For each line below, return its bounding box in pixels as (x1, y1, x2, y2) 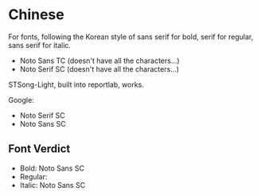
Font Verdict (8, 142, 71, 156)
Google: (8, 95, 34, 104)
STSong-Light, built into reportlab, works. (8, 80, 145, 89)
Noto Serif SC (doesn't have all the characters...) (19, 64, 180, 73)
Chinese (8, 6, 65, 24)
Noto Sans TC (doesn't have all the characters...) (19, 56, 181, 65)
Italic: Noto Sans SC (19, 180, 86, 190)
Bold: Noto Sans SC (19, 163, 85, 173)
